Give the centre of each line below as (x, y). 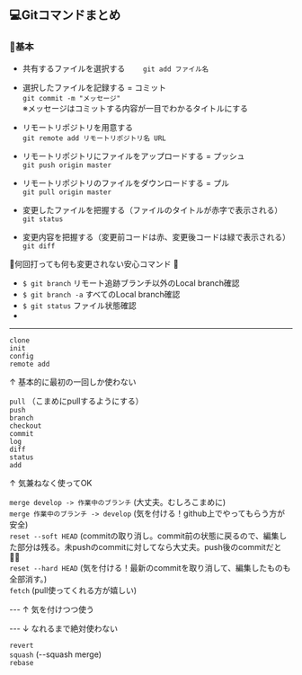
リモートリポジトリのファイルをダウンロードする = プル (125, 182)
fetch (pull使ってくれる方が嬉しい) (73, 590)
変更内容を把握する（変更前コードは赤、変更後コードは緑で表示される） (156, 236)
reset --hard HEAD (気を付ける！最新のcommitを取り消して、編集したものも (150, 567)
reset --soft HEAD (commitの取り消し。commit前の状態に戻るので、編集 (144, 536)
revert (22, 645)
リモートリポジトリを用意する (77, 127)
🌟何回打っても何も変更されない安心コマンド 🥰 (94, 263)
